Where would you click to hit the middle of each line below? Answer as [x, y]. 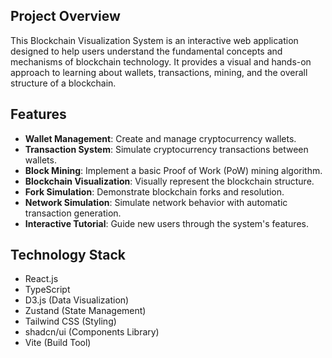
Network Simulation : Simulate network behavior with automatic [156, 202]
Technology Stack [68, 255]
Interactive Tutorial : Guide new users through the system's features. [166, 223]
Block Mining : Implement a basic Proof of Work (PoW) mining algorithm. [173, 170]
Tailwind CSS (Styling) [70, 321]
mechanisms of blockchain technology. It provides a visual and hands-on [161, 61]
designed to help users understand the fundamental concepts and [146, 51]
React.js [41, 279]
